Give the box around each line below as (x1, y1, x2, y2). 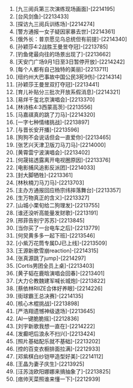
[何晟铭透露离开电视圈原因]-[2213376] (15, 157, 111, 163)
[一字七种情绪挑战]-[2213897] (15, 118, 90, 126)
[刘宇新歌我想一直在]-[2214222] (15, 323, 96, 329)
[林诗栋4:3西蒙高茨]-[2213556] (15, 103, 93, 111)
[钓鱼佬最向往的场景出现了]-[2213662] (15, 51, 111, 57)
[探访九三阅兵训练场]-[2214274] (15, 21, 95, 27)
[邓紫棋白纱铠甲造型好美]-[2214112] (15, 353, 104, 360)
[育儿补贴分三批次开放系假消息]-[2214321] (15, 88, 121, 95)
